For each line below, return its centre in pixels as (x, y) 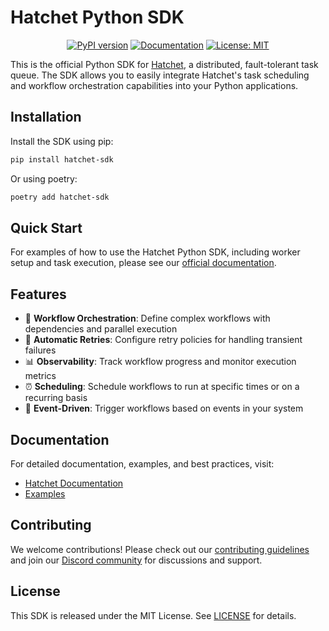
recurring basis (56, 398)
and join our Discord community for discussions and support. (136, 560)
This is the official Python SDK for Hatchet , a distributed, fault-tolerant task (164, 64)
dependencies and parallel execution (101, 329)
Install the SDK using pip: (62, 141)
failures (40, 350)
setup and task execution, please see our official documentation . (143, 263)
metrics (40, 376)
